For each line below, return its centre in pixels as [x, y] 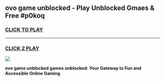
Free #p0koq [25, 16]
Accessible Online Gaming [33, 73]
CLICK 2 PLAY [22, 48]
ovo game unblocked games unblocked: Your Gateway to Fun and [73, 68]
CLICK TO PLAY [24, 30]
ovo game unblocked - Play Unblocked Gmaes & [80, 8]
